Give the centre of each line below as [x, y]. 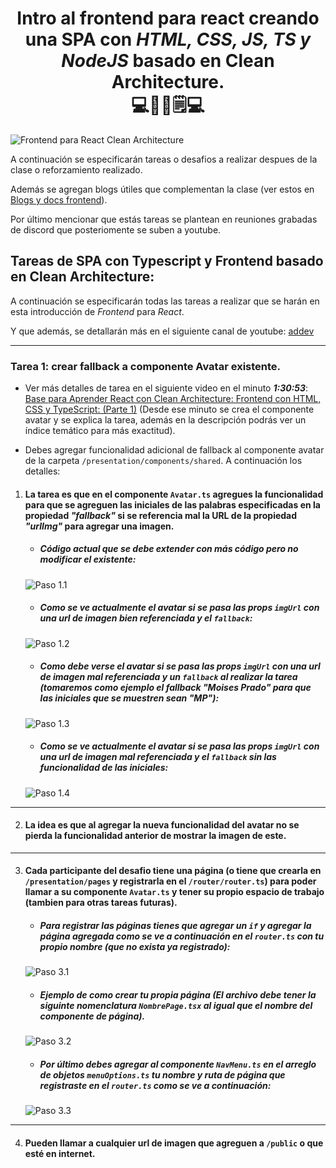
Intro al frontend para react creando [168, 18]
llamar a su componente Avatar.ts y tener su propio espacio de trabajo [174, 892]
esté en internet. [60, 1153]
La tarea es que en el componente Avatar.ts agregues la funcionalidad [174, 494]
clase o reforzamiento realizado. [76, 169]
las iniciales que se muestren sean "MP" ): [129, 698]
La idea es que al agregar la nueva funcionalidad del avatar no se [162, 825]
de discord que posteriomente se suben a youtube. [116, 229]
